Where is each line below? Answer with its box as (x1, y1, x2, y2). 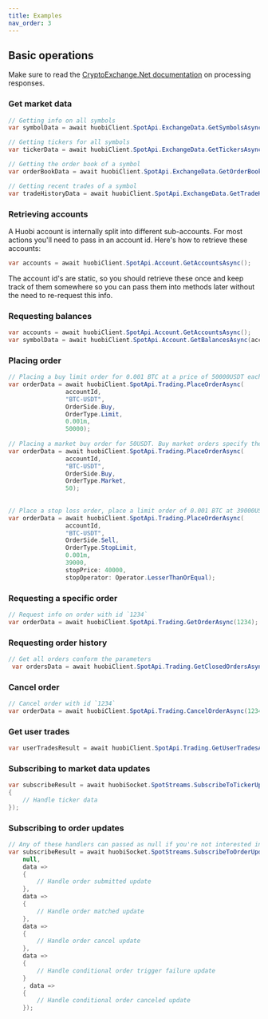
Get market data (8, 98, 73, 109)
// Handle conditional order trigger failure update (37, 966, 216, 975)
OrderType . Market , (65, 477, 127, 485)
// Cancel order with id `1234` (8, 700, 116, 708)
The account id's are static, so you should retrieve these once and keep (8, 273, 244, 283)
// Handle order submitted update (37, 878, 152, 886)
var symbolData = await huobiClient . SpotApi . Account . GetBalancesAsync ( (8, 336, 251, 344)
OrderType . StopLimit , (65, 544, 137, 552)
